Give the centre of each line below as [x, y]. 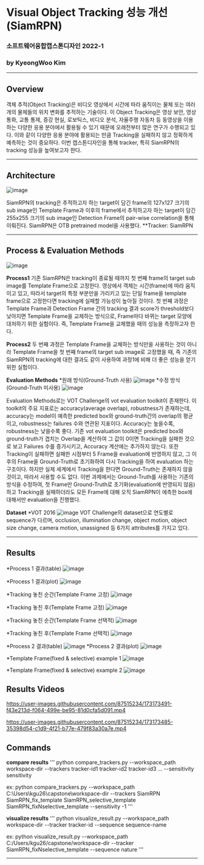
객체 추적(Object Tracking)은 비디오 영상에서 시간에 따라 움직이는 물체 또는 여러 [101, 105]
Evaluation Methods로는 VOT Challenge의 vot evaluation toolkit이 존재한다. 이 [102, 400]
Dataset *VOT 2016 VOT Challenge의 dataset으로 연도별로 [90, 512]
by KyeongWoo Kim [36, 63]
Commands [29, 748]
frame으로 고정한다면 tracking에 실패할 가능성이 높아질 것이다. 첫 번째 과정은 [97, 301]
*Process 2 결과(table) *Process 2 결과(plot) [73, 646]
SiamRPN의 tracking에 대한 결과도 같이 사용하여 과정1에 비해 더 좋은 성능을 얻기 [101, 359]
